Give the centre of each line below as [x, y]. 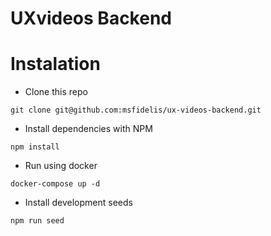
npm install [35, 147]
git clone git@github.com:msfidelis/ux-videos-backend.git [136, 110]
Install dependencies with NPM [88, 129]
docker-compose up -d [55, 184]
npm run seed [37, 221]
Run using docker [61, 166]
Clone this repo [56, 92]
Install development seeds [78, 203]
